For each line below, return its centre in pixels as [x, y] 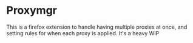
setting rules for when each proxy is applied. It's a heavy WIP [83, 33]
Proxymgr [32, 10]
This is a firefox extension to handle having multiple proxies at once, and [97, 27]
